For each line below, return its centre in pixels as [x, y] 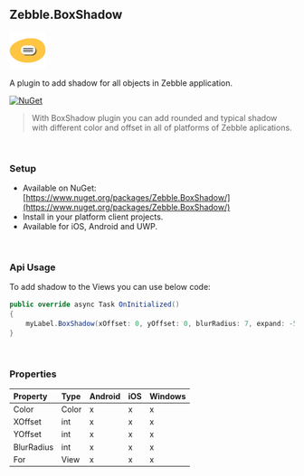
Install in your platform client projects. [93, 217]
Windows [167, 396]
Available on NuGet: [59, 188]
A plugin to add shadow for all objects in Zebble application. [121, 83]
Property [30, 396]
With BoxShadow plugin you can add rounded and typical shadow [154, 117]
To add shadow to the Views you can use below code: [110, 287]
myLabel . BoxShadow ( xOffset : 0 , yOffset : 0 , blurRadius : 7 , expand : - [160, 324]
